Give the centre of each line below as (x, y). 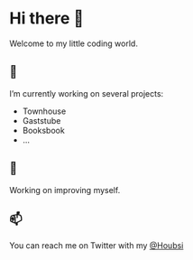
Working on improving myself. (65, 190)
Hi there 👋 (46, 19)
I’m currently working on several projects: (87, 93)
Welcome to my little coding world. (74, 43)
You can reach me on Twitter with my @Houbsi (96, 246)
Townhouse (44, 111)
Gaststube (41, 120)
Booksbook (43, 130)
